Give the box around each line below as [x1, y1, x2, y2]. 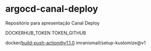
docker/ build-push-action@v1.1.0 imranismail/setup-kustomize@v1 [5, 39, 146, 46]
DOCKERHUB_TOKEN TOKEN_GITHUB [5, 30, 86, 36]
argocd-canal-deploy [5, 3, 98, 15]
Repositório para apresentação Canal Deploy [5, 20, 100, 26]
